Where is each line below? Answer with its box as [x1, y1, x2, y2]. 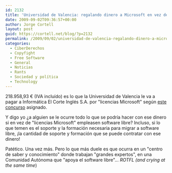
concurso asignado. [5, 104, 48, 110]
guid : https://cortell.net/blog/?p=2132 [5, 31, 93, 36]
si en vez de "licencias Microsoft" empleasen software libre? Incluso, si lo [5, 119, 160, 126]
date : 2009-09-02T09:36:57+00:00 [5, 17, 77, 22]
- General [10, 60, 31, 65]
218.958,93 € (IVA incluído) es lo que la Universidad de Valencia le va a [5, 93, 155, 99]
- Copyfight [10, 50, 36, 55]
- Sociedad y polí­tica [10, 74, 58, 80]
